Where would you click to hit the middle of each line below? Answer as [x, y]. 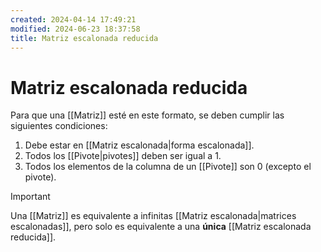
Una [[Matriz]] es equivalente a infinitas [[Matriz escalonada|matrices [153, 216]
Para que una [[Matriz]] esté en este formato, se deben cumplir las [147, 115]
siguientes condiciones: [59, 126]
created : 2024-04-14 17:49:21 [73, 19]
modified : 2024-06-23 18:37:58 [75, 29]
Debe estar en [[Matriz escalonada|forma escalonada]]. [139, 145]
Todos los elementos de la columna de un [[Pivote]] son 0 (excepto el [168, 167]
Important [30, 197]
